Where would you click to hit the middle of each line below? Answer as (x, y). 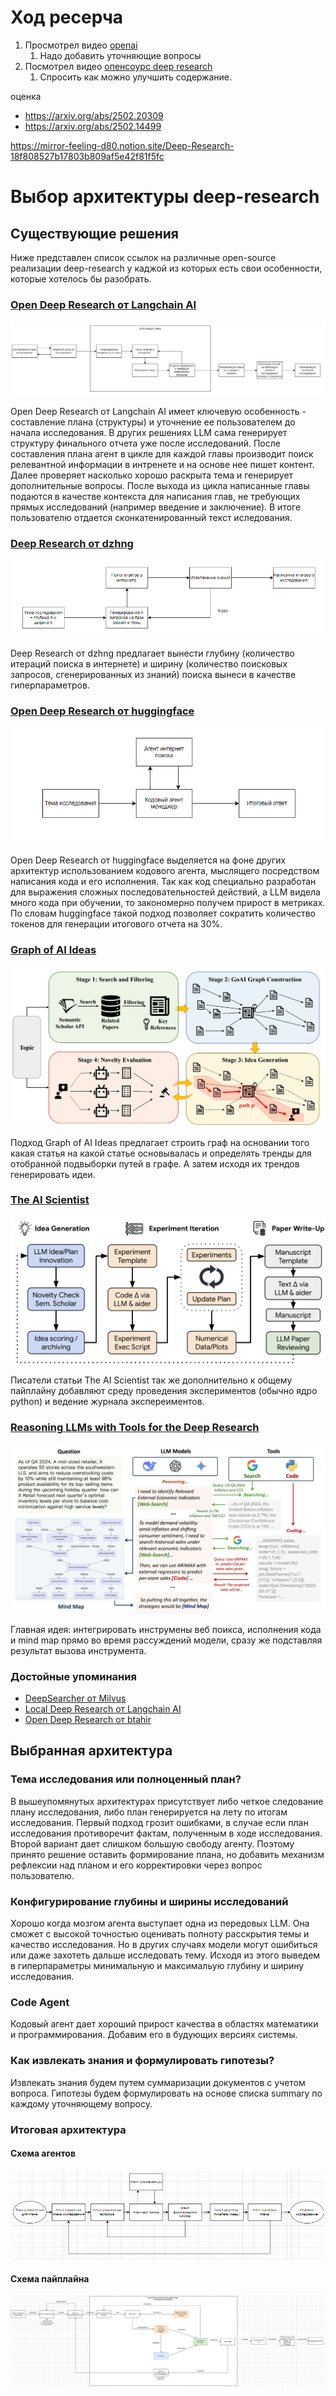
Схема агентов (43, 2153)
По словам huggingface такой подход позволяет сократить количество (163, 913)
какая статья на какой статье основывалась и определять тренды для (161, 1153)
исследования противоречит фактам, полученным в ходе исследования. (166, 1833)
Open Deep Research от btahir (88, 1720)
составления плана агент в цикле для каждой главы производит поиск (162, 453)
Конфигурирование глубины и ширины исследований (149, 1901)
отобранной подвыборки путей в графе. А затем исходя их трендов (155, 1163)
